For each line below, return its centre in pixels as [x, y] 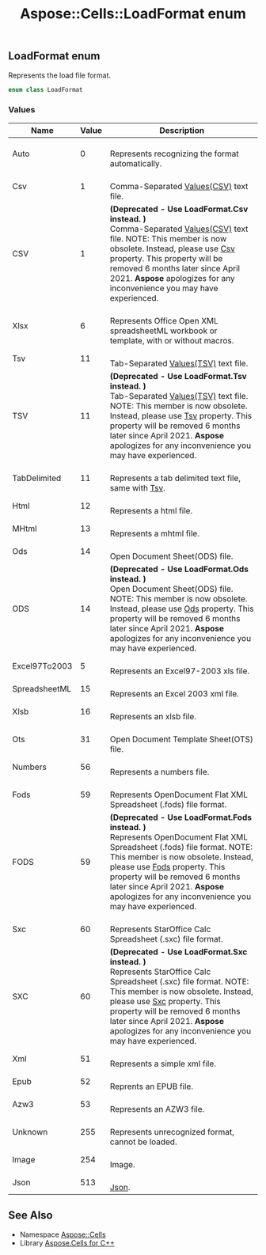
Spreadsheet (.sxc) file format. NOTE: [179, 981]
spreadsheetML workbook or [163, 331]
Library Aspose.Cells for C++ [67, 1242]
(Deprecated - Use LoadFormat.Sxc [179, 952]
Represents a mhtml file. [155, 533]
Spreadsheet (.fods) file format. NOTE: [181, 847]
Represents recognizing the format [174, 154]
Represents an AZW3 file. [157, 1109]
